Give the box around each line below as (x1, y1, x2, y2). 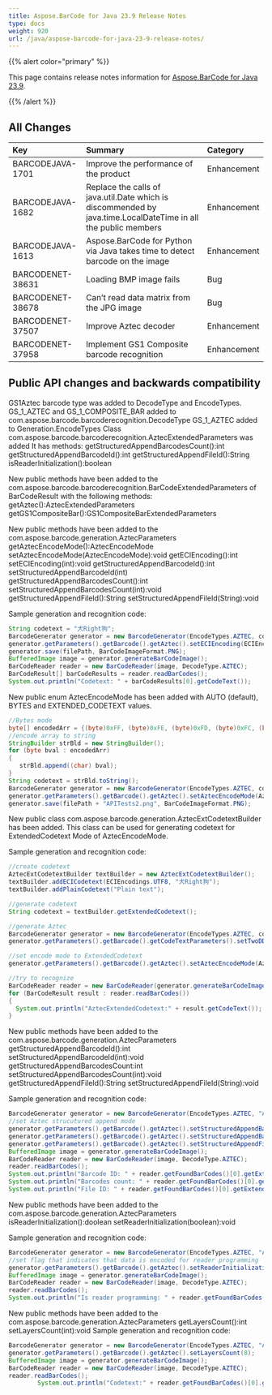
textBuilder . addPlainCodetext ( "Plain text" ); (8, 885, 164, 893)
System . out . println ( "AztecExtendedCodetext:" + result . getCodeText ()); (15, 1004, 263, 1013)
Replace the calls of (86, 182, 161, 193)
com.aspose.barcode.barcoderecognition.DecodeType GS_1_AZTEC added (8, 415, 257, 424)
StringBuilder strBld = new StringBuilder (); (8, 739, 164, 747)
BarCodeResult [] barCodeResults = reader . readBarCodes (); (8, 670, 208, 678)
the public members (86, 222, 162, 234)
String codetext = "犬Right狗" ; (8, 624, 115, 633)
